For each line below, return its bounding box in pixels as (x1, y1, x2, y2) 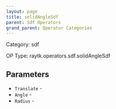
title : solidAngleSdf (6, 14, 59, 20)
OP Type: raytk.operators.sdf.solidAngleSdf (6, 52, 111, 59)
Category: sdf (6, 41, 40, 48)
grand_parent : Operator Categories (6, 25, 93, 31)
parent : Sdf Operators (6, 19, 61, 25)
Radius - (14, 97, 35, 104)
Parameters (6, 69, 50, 79)
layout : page (6, 8, 38, 15)
